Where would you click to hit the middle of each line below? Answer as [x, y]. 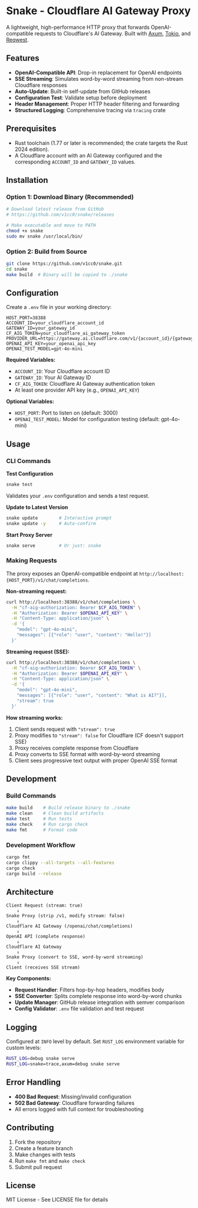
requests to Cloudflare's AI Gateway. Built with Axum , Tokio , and [113, 33]
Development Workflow [41, 845]
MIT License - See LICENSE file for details [57, 1200]
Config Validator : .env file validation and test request [79, 1009]
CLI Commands [29, 461]
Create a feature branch [44, 1148]
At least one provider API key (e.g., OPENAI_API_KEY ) [77, 390]
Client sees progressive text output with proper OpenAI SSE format [96, 760]
